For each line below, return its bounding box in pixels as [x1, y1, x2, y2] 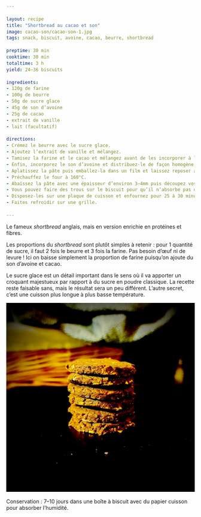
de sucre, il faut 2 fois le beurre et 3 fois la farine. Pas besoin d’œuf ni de [6, 247, 186, 254]
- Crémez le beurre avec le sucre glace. [6, 143, 111, 149]
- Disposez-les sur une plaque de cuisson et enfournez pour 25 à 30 [6, 193, 184, 199]
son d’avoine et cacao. [6, 260, 62, 267]
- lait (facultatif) [6, 124, 58, 130]
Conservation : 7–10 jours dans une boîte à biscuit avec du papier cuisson [6, 498, 188, 505]
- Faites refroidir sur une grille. [6, 200, 98, 206]
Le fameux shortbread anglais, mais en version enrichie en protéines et [6, 223, 182, 230]
